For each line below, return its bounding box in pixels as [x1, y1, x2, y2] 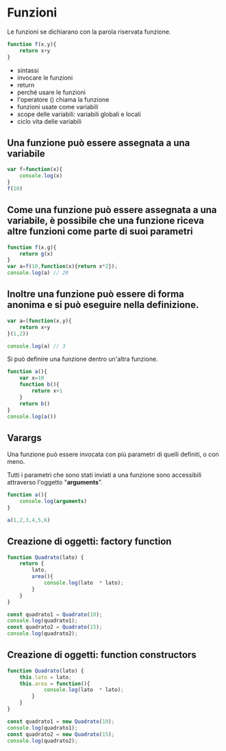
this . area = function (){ [19, 680, 90, 687]
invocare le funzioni [16, 74, 73, 82]
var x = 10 [19, 374, 45, 382]
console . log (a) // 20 [7, 269, 69, 276]
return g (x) [19, 250, 53, 257]
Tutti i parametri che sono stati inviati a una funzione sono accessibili [7, 471, 202, 479]
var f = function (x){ [7, 166, 63, 173]
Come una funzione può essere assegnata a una [7, 204, 217, 216]
